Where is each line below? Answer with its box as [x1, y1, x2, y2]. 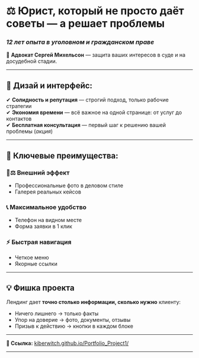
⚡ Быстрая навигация [6, 238, 72, 246]
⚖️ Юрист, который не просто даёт [6, 4, 185, 18]
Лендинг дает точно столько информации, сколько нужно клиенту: [6, 299, 181, 306]
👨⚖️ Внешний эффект [6, 168, 70, 176]
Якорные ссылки [14, 260, 57, 267]
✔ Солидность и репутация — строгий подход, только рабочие [6, 96, 169, 103]
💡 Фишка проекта [6, 283, 75, 293]
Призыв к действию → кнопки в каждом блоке [14, 322, 134, 330]
